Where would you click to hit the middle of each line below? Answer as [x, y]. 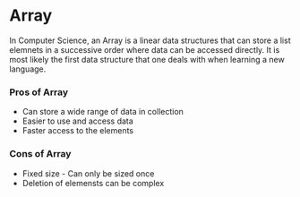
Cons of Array [40, 154]
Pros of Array [39, 92]
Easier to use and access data [78, 121]
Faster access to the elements [78, 131]
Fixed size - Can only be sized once [88, 173]
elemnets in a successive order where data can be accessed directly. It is [145, 49]
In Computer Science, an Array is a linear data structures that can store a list [150, 40]
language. [28, 69]
